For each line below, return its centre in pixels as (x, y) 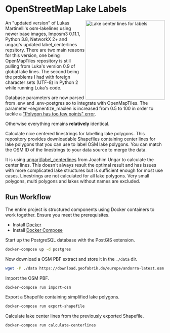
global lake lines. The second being (42, 71)
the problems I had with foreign (38, 77)
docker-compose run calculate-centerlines (51, 325)
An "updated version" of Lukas (37, 23)
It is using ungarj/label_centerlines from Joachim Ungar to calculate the (80, 159)
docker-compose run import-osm (38, 287)
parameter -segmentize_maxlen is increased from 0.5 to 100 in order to (79, 108)
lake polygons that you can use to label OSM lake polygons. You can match (83, 144)
